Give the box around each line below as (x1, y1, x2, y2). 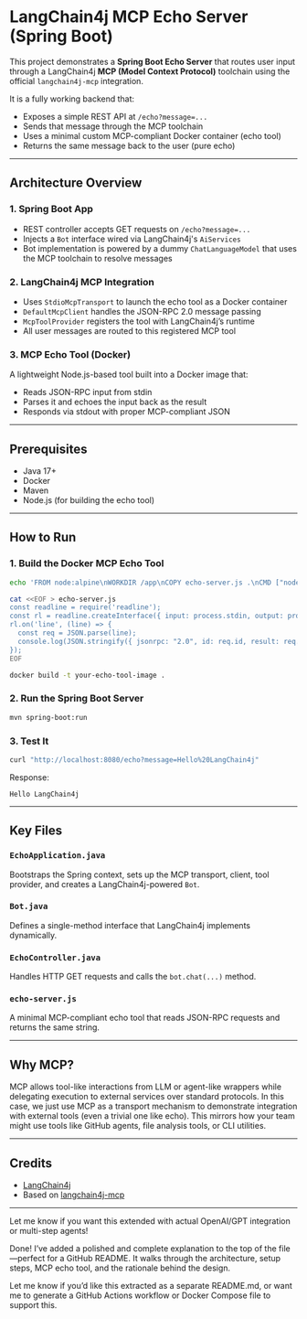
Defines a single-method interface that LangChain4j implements (9, 919, 251, 930)
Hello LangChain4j (9, 789, 79, 799)
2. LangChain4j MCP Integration (9, 275, 155, 288)
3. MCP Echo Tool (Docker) (9, 348, 131, 360)
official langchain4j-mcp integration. (9, 75, 144, 86)
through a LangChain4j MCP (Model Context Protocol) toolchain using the (9, 66, 291, 77)
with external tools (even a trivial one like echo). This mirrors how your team (9, 1110, 295, 1121)
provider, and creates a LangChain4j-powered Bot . (9, 878, 200, 889)
